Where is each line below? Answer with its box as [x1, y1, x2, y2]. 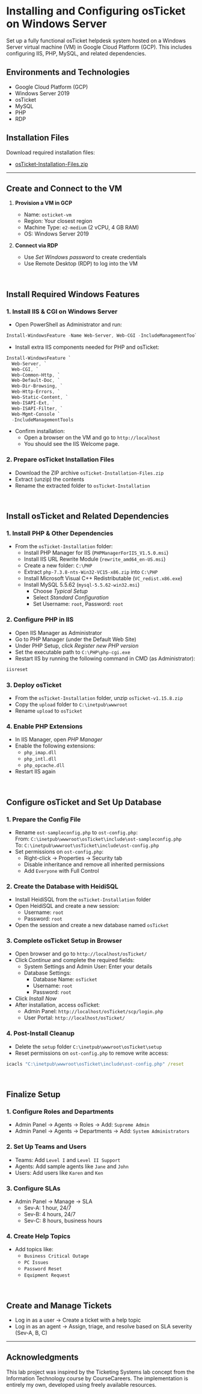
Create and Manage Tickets [6, 1300, 112, 1311]
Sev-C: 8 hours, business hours [23, 1217, 102, 1224]
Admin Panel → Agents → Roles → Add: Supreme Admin [14, 1121, 150, 1128]
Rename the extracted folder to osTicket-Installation [14, 482, 150, 489]
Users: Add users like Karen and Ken [14, 1169, 103, 1176]
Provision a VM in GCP [14, 199, 73, 207]
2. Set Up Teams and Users [6, 1143, 87, 1151]
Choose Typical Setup [32, 587, 88, 595]
